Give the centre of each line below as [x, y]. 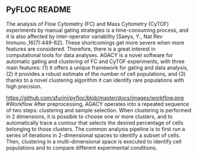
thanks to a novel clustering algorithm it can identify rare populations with [95, 80]
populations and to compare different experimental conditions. [82, 148]
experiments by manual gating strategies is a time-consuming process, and [97, 30]
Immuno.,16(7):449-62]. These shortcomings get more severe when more [95, 42]
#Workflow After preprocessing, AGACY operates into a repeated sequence [98, 104]
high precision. [24, 86]
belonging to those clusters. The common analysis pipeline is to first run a [96, 129]
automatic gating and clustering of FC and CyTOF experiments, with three [96, 61]
